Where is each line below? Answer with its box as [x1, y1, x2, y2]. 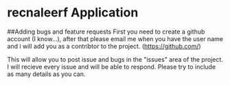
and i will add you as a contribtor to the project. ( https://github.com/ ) [7, 42, 201, 50]
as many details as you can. [7, 70, 86, 78]
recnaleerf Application [7, 5, 139, 21]
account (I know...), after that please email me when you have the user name [7, 34, 223, 42]
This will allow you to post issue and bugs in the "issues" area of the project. [7, 55, 223, 63]
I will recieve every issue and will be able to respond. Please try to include [7, 62, 216, 71]
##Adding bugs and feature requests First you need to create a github [7, 27, 205, 36]
